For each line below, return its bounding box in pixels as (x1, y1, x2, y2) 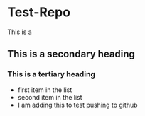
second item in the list (17, 93, 83, 101)
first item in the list (17, 86, 72, 94)
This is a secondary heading (7, 48, 135, 60)
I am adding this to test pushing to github (17, 100, 138, 109)
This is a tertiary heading (7, 69, 96, 79)
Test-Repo (7, 4, 71, 21)
